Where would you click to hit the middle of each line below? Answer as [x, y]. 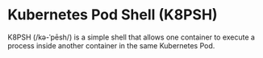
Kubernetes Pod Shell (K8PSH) [113, 15]
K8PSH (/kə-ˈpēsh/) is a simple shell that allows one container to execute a [131, 37]
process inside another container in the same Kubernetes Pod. [111, 45]
